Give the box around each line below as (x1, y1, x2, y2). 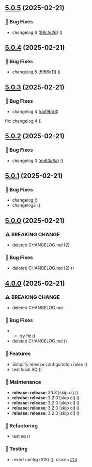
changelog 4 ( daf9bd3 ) (12, 109, 59, 114)
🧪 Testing (5, 446, 28, 452)
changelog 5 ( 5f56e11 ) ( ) (12, 69, 61, 75)
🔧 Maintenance (5, 378, 41, 385)
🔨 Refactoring (5, 422, 38, 429)
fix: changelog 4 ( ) (5, 118, 42, 124)
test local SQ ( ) (12, 366, 42, 372)
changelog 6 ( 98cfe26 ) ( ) (12, 29, 63, 35)
